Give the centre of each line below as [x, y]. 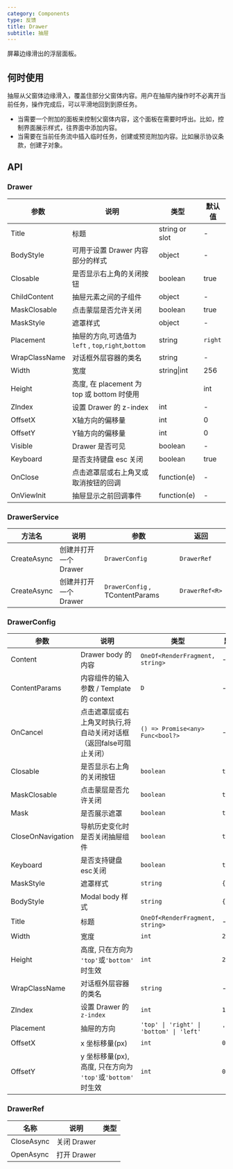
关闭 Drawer [76, 1141]
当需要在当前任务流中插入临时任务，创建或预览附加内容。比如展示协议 [118, 137]
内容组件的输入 [105, 678]
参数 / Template [106, 689]
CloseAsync [30, 1141]
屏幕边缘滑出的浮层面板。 [44, 53]
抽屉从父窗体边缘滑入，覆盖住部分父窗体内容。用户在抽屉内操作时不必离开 [113, 96]
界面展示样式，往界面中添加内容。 [72, 128]
